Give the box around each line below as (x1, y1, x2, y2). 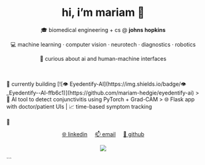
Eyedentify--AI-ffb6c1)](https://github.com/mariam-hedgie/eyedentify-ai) (6, 89, 195, 96)
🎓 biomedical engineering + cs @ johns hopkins (41, 26, 166, 33)
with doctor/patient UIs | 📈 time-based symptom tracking (6, 102, 152, 110)
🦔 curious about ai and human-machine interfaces (39, 55, 167, 62)
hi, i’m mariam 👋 (61, 6, 145, 20)
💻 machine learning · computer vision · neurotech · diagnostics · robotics (10, 40, 196, 48)
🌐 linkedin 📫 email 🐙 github (61, 130, 145, 137)
